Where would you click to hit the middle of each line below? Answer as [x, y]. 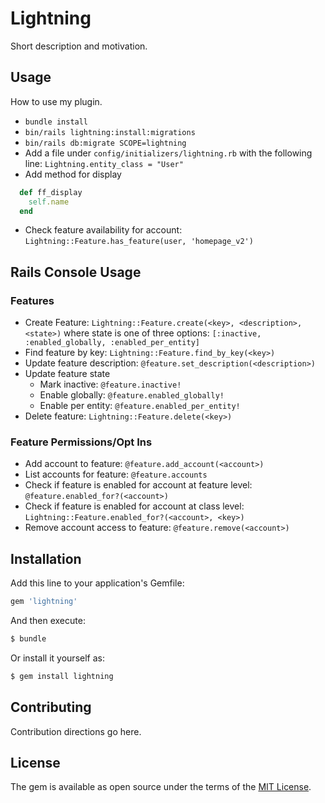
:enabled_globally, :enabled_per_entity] [112, 343]
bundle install [56, 122]
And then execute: [48, 621]
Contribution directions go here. [76, 731]
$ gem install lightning [62, 676]
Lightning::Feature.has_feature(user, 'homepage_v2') [139, 242]
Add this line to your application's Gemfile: [97, 583]
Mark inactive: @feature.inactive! [110, 384]
